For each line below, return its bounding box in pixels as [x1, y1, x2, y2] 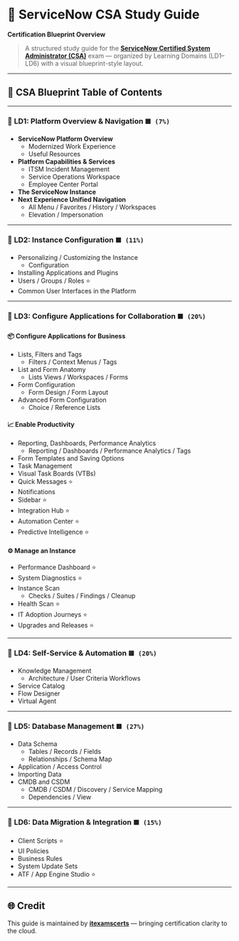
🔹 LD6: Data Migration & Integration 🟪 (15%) [7, 817, 162, 827]
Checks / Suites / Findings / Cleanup [28, 591, 136, 600]
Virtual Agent [17, 697, 57, 705]
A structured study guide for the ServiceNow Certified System [24, 44, 211, 52]
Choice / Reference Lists [28, 403, 101, 412]
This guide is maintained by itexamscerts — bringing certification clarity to [7, 919, 228, 927]
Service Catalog [17, 682, 65, 690]
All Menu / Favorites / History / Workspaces [28, 203, 156, 211]
